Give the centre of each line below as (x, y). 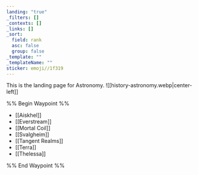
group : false (28, 51)
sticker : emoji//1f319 (35, 68)
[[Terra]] (25, 147)
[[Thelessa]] (30, 154)
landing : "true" (27, 12)
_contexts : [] (24, 23)
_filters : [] (23, 18)
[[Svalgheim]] (32, 134)
